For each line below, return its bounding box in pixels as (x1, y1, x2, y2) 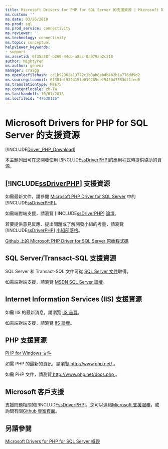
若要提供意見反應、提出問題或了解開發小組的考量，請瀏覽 (5, 221, 124, 227)
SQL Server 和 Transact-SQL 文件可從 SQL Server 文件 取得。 (5, 268, 131, 274)
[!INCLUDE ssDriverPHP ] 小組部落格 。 (5, 228, 83, 233)
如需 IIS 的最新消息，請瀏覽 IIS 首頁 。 (5, 309, 82, 315)
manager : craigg (5, 68, 39, 73)
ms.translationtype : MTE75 (5, 82, 62, 87)
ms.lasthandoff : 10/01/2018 (5, 91, 64, 96)
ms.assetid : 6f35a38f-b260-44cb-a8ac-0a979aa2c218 (5, 54, 113, 59)
